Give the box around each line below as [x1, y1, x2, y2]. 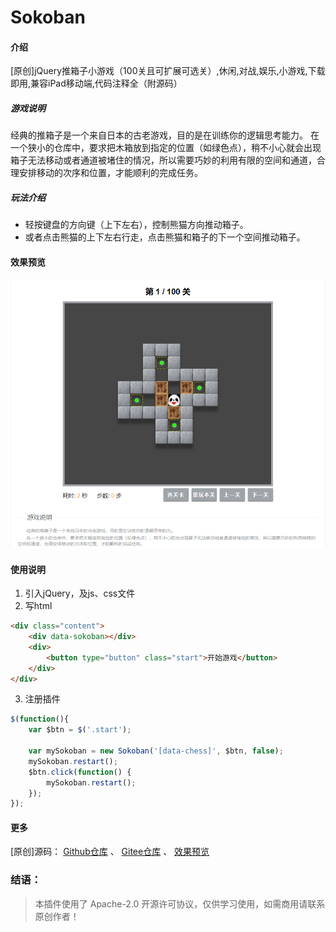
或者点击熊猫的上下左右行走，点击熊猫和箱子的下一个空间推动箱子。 [24, 231, 306, 243]
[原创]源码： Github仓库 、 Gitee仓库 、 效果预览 [10, 846, 210, 858]
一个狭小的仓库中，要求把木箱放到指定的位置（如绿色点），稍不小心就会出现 [10, 142, 322, 154]
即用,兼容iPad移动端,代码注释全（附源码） [10, 77, 183, 90]
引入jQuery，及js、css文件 [24, 587, 136, 600]
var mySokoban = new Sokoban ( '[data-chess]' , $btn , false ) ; [28, 746, 284, 756]
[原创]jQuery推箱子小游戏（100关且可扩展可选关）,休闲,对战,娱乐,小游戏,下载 [10, 65, 326, 77]
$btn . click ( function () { [28, 767, 132, 777]
